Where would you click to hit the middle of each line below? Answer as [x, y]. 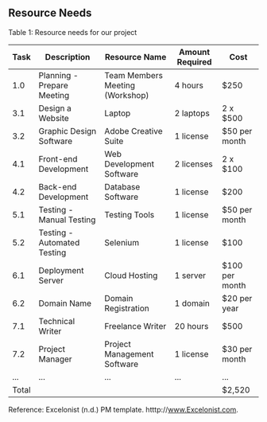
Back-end [58, 186]
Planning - [58, 75]
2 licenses [193, 164]
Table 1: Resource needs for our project [73, 32]
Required [194, 61]
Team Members [133, 75]
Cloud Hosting [131, 275]
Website [54, 118]
